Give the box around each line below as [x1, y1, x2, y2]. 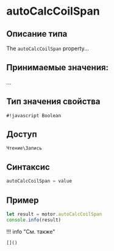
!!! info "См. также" [6, 228, 55, 235]
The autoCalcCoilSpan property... [6, 45, 90, 52]
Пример [6, 195, 39, 205]
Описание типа [6, 29, 68, 39]
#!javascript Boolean [6, 112, 62, 118]
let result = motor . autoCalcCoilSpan [6, 211, 102, 217]
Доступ [6, 129, 38, 140]
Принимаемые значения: [6, 62, 109, 73]
